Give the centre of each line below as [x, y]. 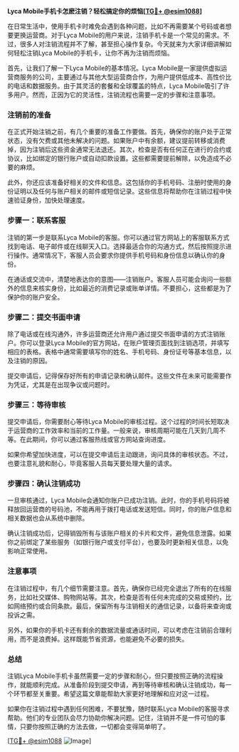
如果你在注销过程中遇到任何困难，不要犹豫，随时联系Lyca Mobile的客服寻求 [118, 709]
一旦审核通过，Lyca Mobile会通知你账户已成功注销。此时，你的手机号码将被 [118, 500]
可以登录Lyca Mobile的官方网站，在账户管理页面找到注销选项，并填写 [128, 343]
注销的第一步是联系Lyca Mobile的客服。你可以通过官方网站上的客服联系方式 [118, 237]
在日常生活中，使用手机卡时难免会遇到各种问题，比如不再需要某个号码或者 [116, 26]
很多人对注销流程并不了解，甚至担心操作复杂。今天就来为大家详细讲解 [122, 44]
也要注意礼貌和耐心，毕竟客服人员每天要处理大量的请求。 [91, 464]
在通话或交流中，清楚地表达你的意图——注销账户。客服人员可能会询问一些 [116, 279]
